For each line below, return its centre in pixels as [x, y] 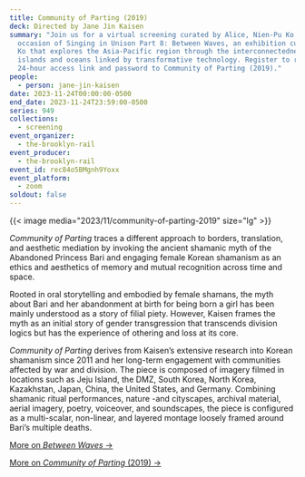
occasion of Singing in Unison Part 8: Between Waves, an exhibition [152, 43]
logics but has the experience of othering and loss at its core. [124, 333]
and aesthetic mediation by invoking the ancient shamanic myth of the [141, 248]
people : [24, 77]
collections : [34, 119]
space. [22, 277]
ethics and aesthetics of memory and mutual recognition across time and [146, 267]
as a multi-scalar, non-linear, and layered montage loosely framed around [147, 418]
